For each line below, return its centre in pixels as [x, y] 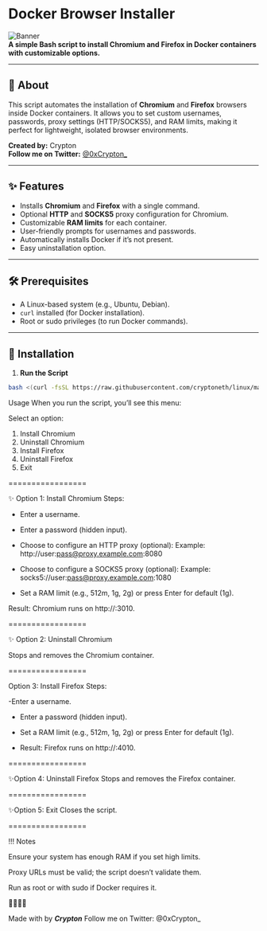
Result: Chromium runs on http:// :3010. [72, 608]
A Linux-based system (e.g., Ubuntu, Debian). [95, 304]
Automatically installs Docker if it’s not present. [97, 239]
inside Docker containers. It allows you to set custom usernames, [115, 113]
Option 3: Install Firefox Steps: [58, 687]
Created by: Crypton [43, 145]
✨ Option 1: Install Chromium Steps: [66, 499]
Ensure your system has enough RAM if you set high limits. [104, 857]
